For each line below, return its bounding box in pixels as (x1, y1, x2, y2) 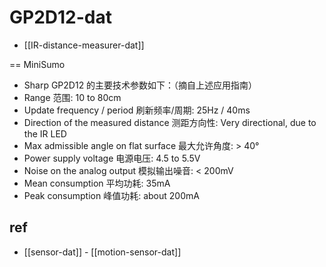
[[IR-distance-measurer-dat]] (23, 39, 145, 51)
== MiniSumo (9, 58, 66, 70)
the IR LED (23, 127, 67, 140)
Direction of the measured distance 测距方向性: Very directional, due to (23, 116, 317, 128)
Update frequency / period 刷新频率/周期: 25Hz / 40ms (23, 104, 251, 116)
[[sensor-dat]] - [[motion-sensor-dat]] (23, 246, 182, 258)
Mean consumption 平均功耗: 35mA (23, 177, 171, 189)
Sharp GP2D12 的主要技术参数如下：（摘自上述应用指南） (23, 79, 258, 91)
